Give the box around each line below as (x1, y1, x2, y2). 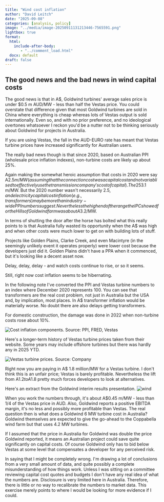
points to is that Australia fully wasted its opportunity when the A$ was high (5, 223, 157, 229)
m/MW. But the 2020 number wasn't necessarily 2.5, (5, 187, 111, 193)
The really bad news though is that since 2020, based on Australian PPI (5, 152, 149, 158)
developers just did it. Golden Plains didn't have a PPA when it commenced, (5, 248, 157, 254)
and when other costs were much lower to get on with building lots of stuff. (5, 228, 156, 234)
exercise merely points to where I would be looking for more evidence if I (5, 487, 152, 493)
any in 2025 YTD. (5, 347, 40, 353)
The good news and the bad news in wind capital (5, 76, 157, 84)
